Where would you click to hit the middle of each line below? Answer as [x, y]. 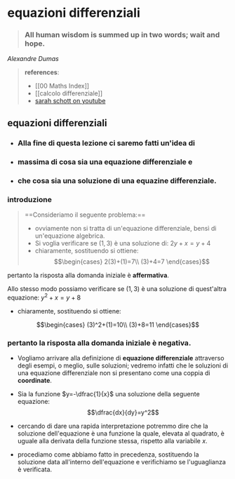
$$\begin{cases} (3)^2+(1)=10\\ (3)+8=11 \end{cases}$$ [118, 325]
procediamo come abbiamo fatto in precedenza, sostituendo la [108, 454]
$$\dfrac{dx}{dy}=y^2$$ [123, 412]
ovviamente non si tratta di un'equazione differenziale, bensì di [126, 228]
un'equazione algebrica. [70, 236]
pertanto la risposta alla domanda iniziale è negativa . [99, 343]
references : [42, 72]
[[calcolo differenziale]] [69, 93]
